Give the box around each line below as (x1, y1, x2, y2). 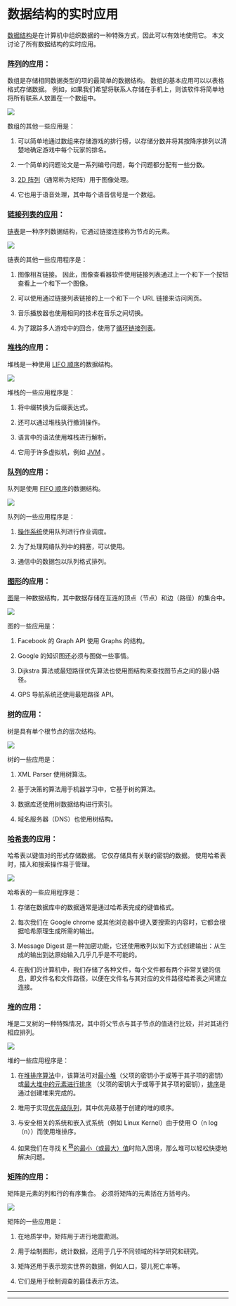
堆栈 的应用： (7, 343, 51, 352)
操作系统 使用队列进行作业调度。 (17, 527, 110, 536)
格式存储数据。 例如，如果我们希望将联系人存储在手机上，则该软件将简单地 (7, 85, 225, 93)
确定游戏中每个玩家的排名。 (29, 145, 110, 154)
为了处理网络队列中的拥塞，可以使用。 (17, 542, 129, 551)
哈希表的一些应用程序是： (7, 888, 81, 897)
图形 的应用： (7, 576, 51, 586)
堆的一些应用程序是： (7, 1056, 69, 1064)
